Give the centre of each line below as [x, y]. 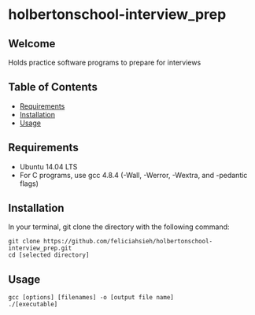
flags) [29, 183]
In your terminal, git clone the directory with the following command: [119, 227]
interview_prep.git [40, 248]
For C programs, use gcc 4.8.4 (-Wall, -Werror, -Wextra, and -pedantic [133, 175]
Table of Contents [53, 87]
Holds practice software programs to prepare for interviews [105, 62]
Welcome [32, 44]
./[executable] [33, 305]
